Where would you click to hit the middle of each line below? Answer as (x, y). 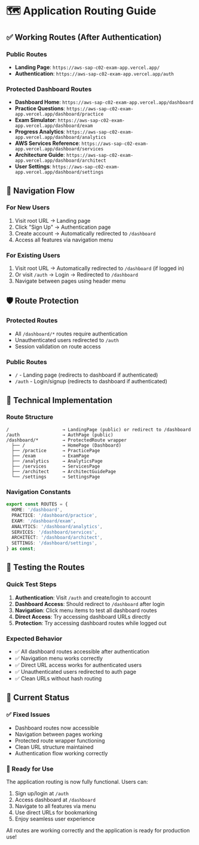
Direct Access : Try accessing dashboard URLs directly (82, 616)
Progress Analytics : (40, 132)
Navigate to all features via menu (55, 806)
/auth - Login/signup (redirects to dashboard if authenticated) (91, 381)
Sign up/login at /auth (42, 793)
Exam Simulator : (36, 120)
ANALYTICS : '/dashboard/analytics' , (57, 526)
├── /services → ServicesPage (56, 466)
